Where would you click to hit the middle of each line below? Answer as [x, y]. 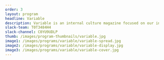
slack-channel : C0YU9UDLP [31, 32]
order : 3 [14, 9]
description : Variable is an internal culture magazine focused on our [79, 23]
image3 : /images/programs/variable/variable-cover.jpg [62, 50]
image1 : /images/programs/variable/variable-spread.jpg [63, 41]
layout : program [21, 14]
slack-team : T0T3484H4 [28, 28]
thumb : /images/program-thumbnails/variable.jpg [55, 37]
